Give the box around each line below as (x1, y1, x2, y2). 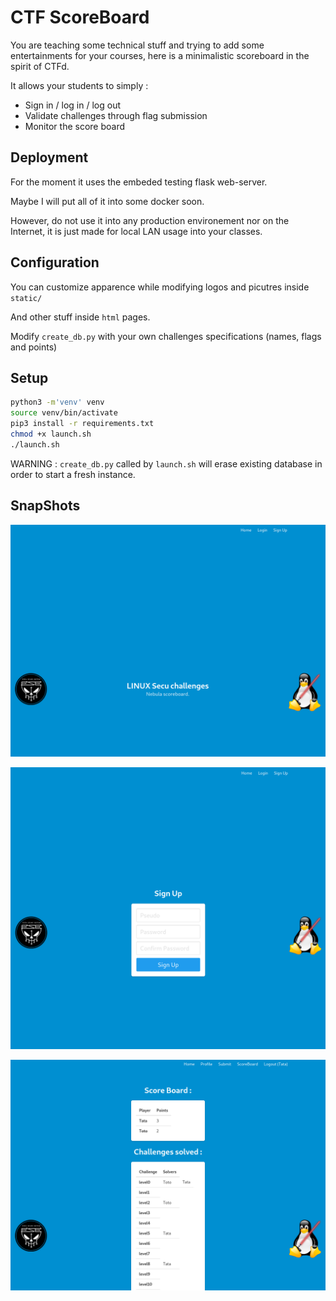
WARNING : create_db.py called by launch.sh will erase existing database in (10, 457, 323, 470)
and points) (10, 341, 58, 353)
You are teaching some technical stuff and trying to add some (10, 39, 265, 51)
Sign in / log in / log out (24, 99, 121, 111)
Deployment (10, 149, 89, 166)
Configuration (10, 254, 100, 271)
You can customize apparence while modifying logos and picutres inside (10, 281, 310, 293)
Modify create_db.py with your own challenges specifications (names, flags (10, 330, 322, 342)
